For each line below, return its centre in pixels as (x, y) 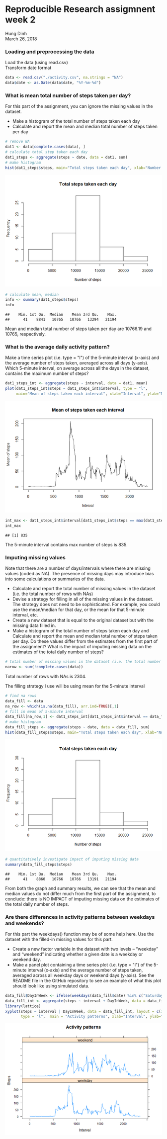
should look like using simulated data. (51, 986)
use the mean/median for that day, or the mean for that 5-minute (79, 610)
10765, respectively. (26, 334)
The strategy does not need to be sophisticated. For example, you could (86, 605)
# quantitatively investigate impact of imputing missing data (72, 859)
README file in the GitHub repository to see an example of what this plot (87, 980)
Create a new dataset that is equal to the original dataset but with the (83, 620)
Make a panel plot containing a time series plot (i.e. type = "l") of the (82, 964)
